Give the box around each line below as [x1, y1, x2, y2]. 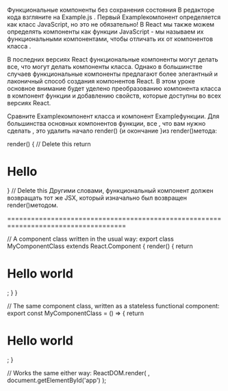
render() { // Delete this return [7, 140, 91, 148]
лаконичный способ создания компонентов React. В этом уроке [7, 77, 195, 85]
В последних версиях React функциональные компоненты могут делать [7, 55, 218, 64]
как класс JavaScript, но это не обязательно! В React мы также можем [7, 21, 214, 28]
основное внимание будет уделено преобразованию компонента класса [7, 85, 221, 92]
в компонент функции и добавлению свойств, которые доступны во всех [7, 92, 221, 100]
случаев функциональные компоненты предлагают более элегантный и [7, 70, 218, 78]
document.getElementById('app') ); [7, 376, 107, 384]
